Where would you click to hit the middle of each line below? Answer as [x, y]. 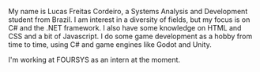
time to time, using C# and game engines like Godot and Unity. [110, 45]
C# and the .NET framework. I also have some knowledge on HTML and [125, 28]
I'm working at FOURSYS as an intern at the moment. [94, 59]
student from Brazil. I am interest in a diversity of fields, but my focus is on [129, 20]
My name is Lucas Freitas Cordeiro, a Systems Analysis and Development [128, 11]
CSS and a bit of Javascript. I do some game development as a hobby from [130, 36]
